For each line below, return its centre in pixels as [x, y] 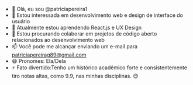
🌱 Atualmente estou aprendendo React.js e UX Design [77, 27]
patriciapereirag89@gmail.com [49, 55]
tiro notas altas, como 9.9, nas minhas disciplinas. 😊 [75, 76]
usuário [21, 21]
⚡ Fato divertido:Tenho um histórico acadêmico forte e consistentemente [99, 68]
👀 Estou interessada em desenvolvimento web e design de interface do [97, 15]
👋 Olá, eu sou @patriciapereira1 [49, 9]
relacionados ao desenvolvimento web [58, 40]
